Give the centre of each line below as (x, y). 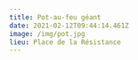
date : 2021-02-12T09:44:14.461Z (69, 26)
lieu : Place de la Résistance (65, 42)
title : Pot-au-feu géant (55, 17)
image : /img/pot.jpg (48, 34)
